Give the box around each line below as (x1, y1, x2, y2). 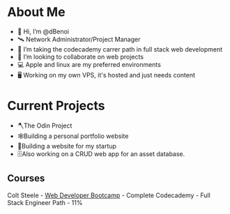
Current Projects (7, 98, 105, 114)
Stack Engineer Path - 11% (7, 198, 83, 206)
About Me (7, 4, 66, 20)
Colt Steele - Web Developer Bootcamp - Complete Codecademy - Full (7, 191, 210, 199)
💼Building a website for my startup (17, 142, 117, 150)
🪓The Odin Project (17, 121, 72, 130)
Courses (7, 172, 45, 185)
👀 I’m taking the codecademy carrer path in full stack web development (17, 45, 223, 53)
